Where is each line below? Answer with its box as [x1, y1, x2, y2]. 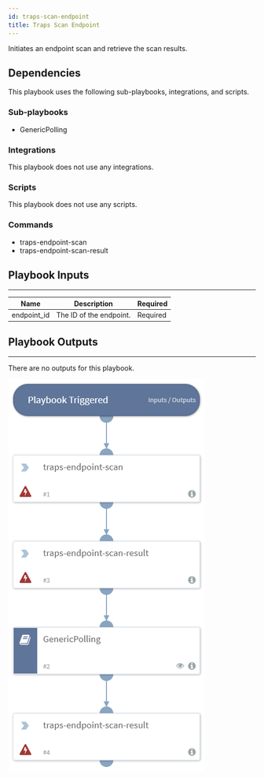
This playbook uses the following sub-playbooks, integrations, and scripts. [8, 87, 250, 97]
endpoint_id [11, 311, 50, 320]
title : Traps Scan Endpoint [8, 20, 101, 29]
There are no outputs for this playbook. [8, 363, 135, 373]
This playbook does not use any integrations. [8, 162, 154, 171]
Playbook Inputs [8, 268, 90, 282]
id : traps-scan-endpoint [8, 13, 90, 20]
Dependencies [8, 66, 81, 79]
